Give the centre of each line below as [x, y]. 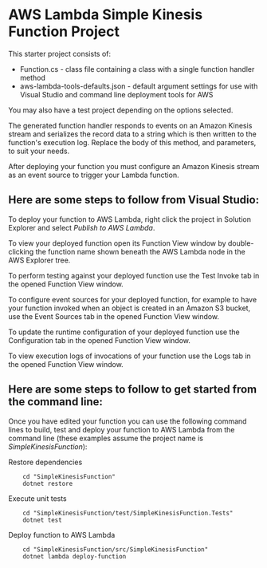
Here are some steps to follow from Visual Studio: [134, 200]
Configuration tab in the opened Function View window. [100, 340]
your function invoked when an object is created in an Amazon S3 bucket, [130, 308]
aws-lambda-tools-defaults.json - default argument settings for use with [139, 86]
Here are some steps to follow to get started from [133, 390]
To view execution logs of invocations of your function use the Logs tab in [130, 356]
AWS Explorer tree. [39, 260]
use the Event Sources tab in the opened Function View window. [114, 316]
